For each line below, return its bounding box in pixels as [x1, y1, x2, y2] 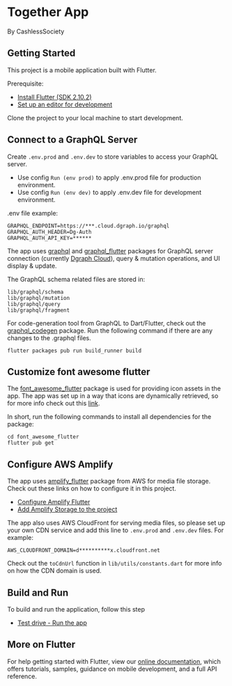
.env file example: [7, 209, 58, 217]
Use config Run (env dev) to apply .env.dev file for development [17, 188, 202, 196]
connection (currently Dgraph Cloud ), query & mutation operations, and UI [7, 254, 221, 262]
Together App [7, 4, 89, 20]
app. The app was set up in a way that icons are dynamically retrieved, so [7, 392, 219, 400]
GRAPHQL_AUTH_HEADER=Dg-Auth [7, 228, 92, 235]
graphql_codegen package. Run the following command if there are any [7, 326, 213, 335]
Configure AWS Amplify [7, 458, 114, 470]
